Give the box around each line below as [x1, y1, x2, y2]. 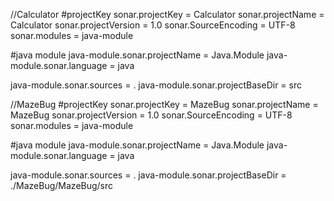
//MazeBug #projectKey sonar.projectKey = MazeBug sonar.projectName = [10, 99, 319, 110]
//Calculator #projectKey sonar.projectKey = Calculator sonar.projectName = [10, 9, 325, 20]
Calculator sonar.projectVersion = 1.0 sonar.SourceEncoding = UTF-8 [10, 19, 296, 31]
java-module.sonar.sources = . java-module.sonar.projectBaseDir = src [10, 79, 302, 91]
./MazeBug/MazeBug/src [10, 180, 114, 191]
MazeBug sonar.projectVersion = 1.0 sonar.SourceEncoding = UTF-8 [10, 109, 293, 121]
